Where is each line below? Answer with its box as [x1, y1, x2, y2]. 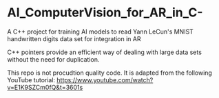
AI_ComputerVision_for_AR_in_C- [7, 5, 203, 21]
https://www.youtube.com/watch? [56, 75, 154, 84]
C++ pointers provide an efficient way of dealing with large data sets [7, 48, 202, 56]
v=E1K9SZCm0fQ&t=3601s [7, 83, 83, 91]
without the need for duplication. [7, 55, 100, 63]
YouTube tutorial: [7, 75, 56, 84]
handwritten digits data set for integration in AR [7, 34, 141, 42]
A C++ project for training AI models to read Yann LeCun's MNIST [7, 27, 194, 36]
